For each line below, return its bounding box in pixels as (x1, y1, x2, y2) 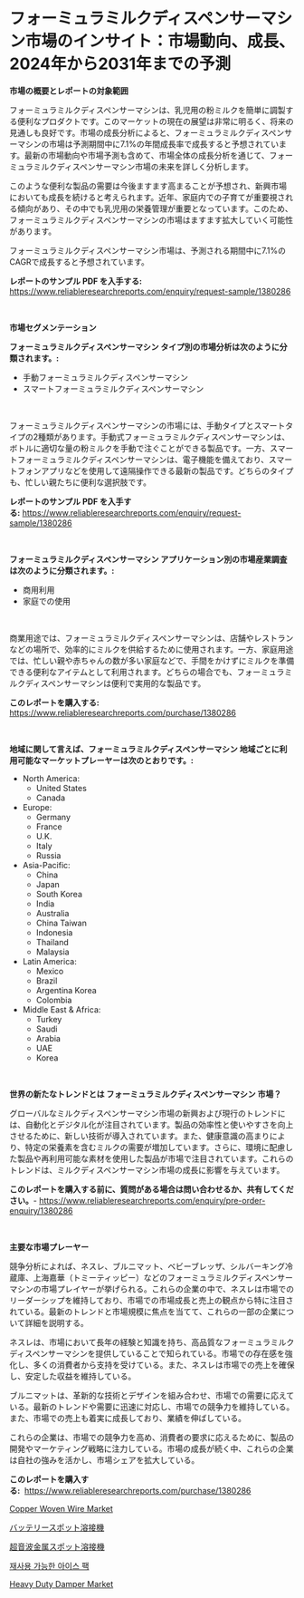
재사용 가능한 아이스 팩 (9, 1560, 90, 1571)
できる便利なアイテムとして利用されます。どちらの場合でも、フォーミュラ (9, 666, 285, 677)
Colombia (35, 994, 72, 1005)
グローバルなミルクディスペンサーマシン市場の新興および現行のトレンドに (9, 1108, 286, 1119)
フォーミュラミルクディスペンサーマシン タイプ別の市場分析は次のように (9, 341, 280, 352)
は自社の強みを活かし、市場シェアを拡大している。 (9, 1454, 200, 1465)
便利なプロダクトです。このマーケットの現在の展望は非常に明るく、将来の (16, 115, 294, 127)
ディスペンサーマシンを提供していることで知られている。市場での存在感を (9, 1348, 285, 1359)
